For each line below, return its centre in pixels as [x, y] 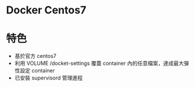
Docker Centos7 [46, 10]
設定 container [37, 71]
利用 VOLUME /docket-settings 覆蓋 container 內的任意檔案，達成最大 [99, 63]
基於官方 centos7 [36, 56]
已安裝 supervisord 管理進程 [49, 78]
